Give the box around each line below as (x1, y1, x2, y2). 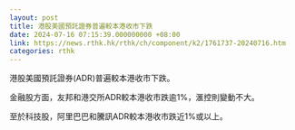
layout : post (9, 13, 59, 23)
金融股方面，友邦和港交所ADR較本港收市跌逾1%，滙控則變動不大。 (9, 92, 261, 103)
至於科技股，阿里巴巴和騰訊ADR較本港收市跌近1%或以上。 (9, 111, 229, 122)
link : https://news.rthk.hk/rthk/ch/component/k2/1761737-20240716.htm (9, 38, 286, 48)
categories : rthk (9, 47, 75, 56)
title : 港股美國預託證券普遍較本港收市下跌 (9, 22, 153, 31)
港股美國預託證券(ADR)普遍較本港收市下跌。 (9, 73, 175, 84)
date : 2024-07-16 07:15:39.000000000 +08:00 (9, 30, 181, 39)
